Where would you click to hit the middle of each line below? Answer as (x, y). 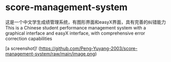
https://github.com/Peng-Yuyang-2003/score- (89, 48)
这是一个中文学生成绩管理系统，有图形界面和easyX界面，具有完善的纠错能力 (86, 22)
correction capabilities (29, 38)
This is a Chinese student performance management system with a (76, 27)
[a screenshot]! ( (23, 48)
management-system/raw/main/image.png (50, 54)
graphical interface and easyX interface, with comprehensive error (75, 33)
